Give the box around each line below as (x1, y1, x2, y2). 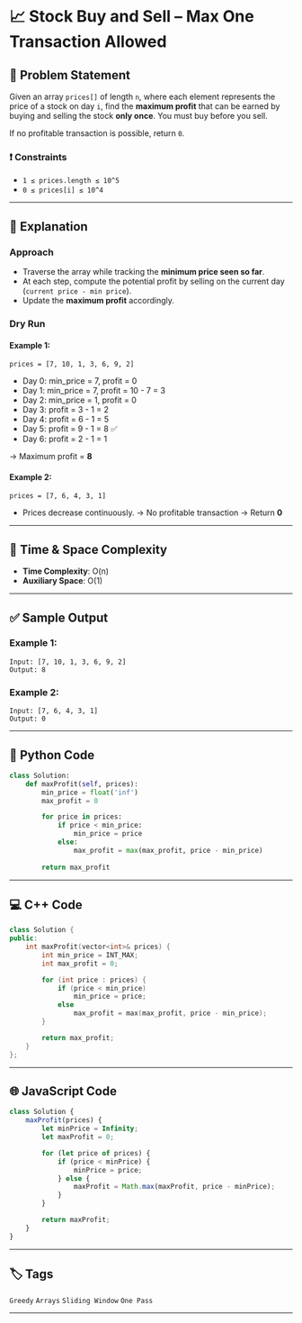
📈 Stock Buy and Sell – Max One (9, 6, 254, 27)
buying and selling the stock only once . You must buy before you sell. (9, 111, 268, 121)
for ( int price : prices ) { (41, 975, 147, 984)
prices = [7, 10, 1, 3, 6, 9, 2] (9, 360, 135, 369)
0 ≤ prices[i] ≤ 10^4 (22, 186, 103, 195)
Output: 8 (9, 665, 47, 675)
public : (9, 934, 39, 943)
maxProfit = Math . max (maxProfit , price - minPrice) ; (73, 1183, 276, 1192)
